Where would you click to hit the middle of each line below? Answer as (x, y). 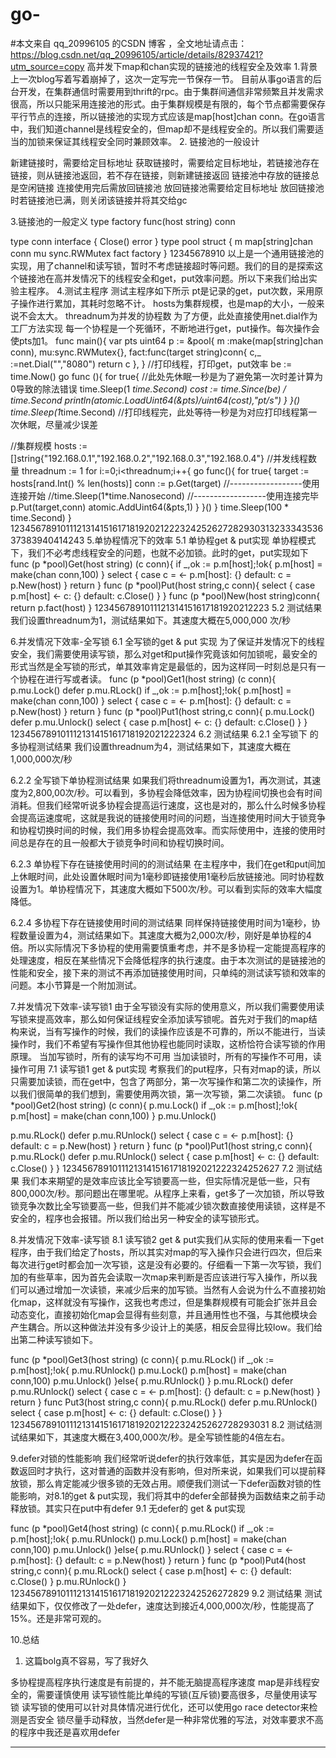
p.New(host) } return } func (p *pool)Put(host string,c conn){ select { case (163, 585)
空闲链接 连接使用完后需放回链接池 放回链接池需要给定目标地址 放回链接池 (171, 187)
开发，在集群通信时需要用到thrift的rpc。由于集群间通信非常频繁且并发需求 (171, 91)
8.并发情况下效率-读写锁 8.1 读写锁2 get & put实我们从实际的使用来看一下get (167, 1239)
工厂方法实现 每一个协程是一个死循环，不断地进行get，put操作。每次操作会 (165, 328)
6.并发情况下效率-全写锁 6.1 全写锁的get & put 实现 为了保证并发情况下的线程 (167, 641)
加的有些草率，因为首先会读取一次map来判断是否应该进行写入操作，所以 (159, 1277)
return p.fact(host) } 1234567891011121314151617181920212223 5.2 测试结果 (166, 607)
